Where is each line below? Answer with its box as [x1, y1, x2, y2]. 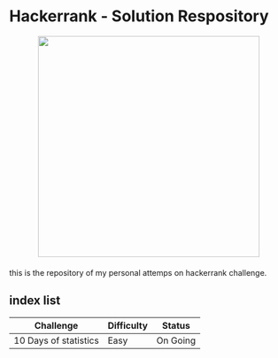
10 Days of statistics [13, 334, 99, 347]
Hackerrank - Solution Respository [9, 6, 269, 27]
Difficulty [107, 319, 149, 331]
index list [9, 293, 61, 308]
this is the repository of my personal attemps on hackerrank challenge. [9, 267, 267, 278]
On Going [156, 334, 197, 347]
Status [162, 319, 190, 331]
